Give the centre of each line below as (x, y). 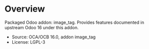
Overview (25, 9)
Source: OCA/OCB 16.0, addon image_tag (54, 37)
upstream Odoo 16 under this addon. (42, 27)
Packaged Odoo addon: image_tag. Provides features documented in (74, 22)
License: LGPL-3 (28, 42)
